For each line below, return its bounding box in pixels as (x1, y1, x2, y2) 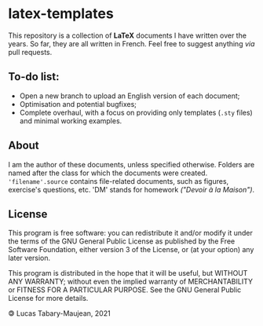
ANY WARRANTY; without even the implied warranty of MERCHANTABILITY (8, 277, 254, 287)
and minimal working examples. (19, 115, 122, 126)
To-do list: (8, 70, 60, 83)
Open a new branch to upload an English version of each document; (19, 91, 240, 101)
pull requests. (8, 47, 53, 57)
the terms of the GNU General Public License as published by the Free (8, 236, 236, 246)
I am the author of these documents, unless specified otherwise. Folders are (8, 159, 255, 169)
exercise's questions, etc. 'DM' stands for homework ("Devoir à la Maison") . (8, 185, 255, 194)
